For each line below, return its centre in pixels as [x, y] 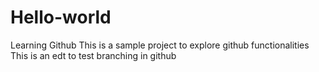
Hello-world [61, 17]
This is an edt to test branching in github [93, 55]
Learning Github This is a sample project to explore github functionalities [160, 45]
